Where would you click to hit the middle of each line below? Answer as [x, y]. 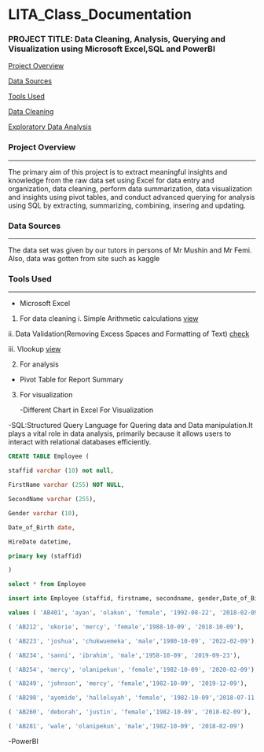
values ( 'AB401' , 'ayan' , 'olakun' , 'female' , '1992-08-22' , [112, 613]
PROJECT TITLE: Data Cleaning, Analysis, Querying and [117, 39]
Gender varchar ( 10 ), [44, 513]
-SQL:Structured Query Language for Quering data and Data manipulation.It [130, 426]
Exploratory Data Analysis [50, 127]
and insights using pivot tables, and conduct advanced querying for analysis [132, 197]
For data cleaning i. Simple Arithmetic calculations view [109, 319]
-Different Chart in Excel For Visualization [86, 410]
